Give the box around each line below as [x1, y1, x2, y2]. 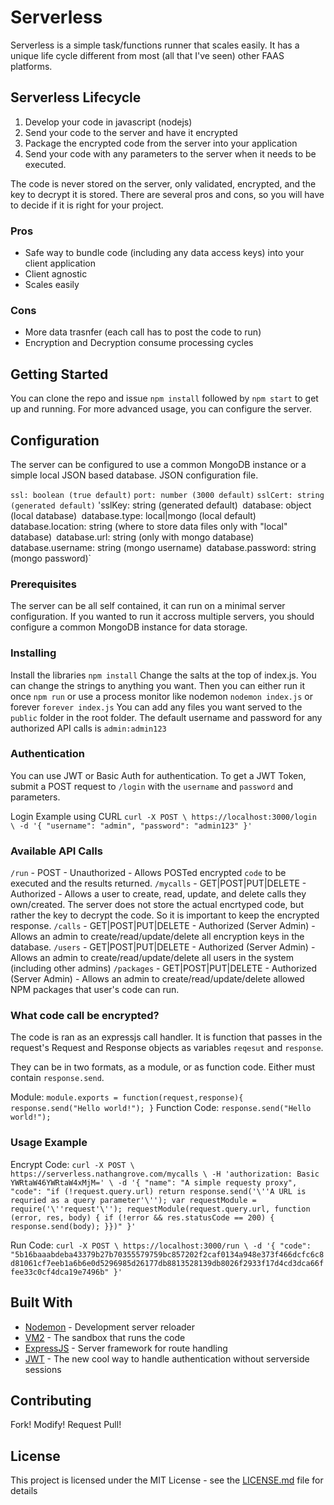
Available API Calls [10, 844, 103, 858]
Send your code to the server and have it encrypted [24, 126, 238, 138]
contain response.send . [10, 1072, 105, 1084]
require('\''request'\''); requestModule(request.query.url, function [10, 1204, 311, 1214]
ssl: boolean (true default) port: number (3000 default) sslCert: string [10, 490, 325, 500]
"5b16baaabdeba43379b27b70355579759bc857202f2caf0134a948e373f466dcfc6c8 [10, 1249, 325, 1260]
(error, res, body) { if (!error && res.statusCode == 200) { [10, 1212, 275, 1223]
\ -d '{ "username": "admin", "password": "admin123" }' [10, 821, 253, 831]
